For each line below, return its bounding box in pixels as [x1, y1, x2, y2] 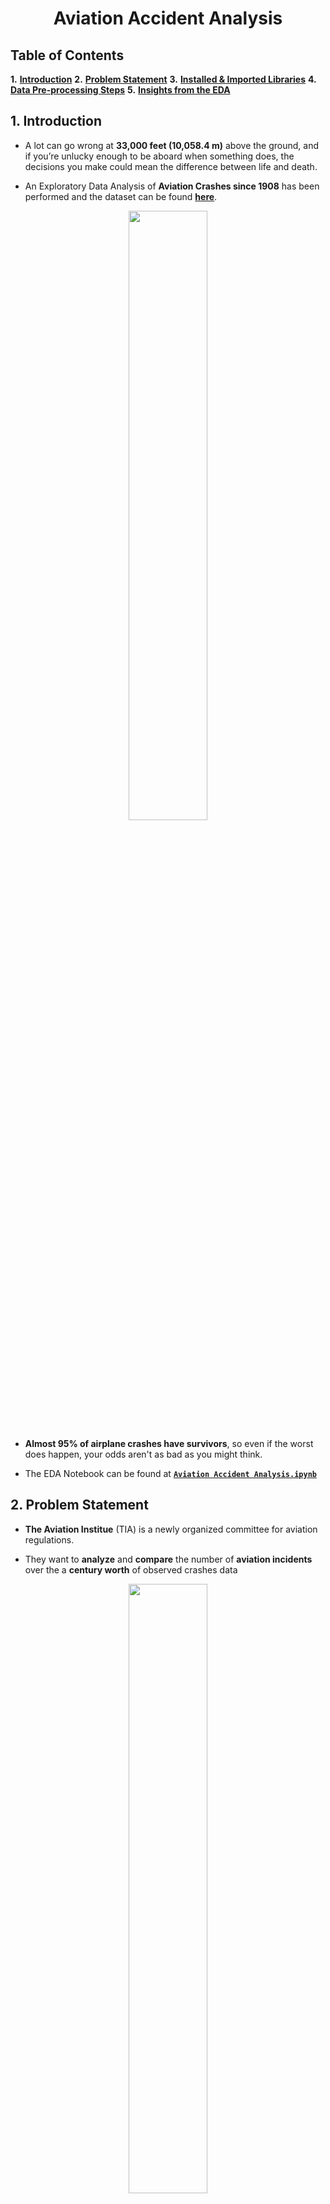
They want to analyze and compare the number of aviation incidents [24, 1553, 313, 1565]
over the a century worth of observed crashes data [24, 1563, 238, 1576]
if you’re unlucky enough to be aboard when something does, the [24, 150, 295, 162]
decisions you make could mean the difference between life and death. [24, 160, 318, 172]
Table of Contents [10, 47, 125, 64]
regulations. [24, 1533, 75, 1546]
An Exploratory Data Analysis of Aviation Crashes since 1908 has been [24, 180, 320, 192]
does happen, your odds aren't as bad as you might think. [24, 1448, 263, 1460]
